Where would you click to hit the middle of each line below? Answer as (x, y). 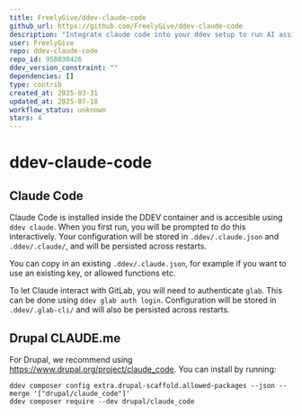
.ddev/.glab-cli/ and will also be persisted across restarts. (120, 310)
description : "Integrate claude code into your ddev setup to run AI (142, 34)
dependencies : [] (42, 77)
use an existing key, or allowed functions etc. (93, 273)
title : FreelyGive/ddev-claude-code (78, 18)
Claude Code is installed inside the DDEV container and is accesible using (146, 218)
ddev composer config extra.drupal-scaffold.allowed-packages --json (142, 385)
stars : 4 (26, 118)
